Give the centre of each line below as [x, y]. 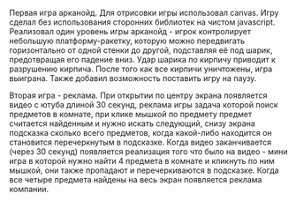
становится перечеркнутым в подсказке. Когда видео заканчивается [140, 142]
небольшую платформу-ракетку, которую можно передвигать [127, 41]
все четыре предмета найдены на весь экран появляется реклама [136, 179]
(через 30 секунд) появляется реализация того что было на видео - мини [148, 152]
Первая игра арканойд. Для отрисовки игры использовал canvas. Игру [144, 13]
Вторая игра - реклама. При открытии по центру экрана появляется [138, 95]
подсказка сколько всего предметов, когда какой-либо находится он [140, 133]
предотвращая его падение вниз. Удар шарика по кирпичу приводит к [143, 60]
